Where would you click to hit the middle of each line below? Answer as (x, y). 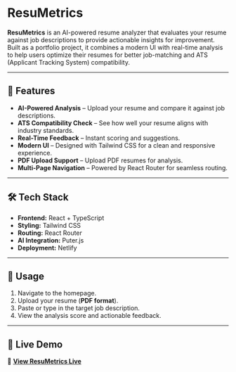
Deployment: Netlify (47, 248)
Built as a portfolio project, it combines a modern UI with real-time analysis (115, 47)
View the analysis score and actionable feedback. (89, 316)
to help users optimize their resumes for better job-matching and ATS (108, 55)
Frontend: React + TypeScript (61, 218)
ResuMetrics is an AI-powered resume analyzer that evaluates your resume (117, 32)
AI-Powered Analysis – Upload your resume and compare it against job (121, 108)
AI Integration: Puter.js (51, 240)
